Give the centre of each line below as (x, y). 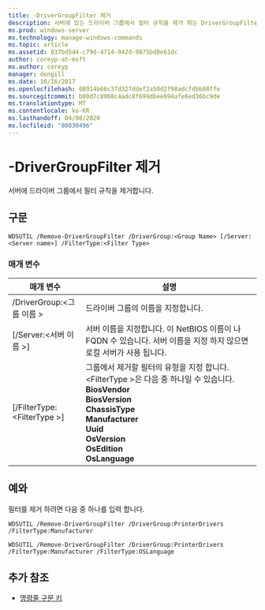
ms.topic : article (38, 45)
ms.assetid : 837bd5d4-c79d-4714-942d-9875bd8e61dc (93, 52)
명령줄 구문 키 (41, 598)
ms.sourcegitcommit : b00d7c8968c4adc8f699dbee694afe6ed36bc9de (114, 96)
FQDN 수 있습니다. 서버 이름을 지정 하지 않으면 (167, 340)
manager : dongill (37, 74)
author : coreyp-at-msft (47, 60)
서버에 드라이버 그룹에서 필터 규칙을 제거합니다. (81, 190)
